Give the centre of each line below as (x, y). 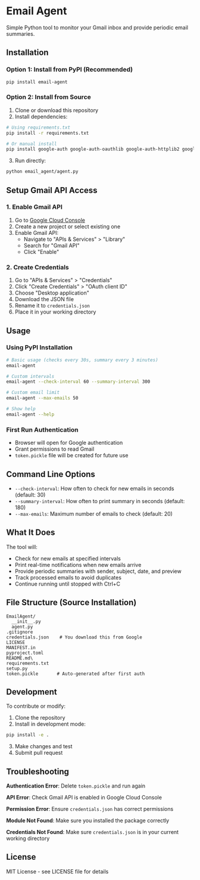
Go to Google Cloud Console (50, 220)
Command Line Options (51, 474)
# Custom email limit (33, 393)
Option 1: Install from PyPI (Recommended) (69, 70)
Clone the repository (40, 718)
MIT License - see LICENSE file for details (57, 871)
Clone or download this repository (57, 110)
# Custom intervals (30, 376)
